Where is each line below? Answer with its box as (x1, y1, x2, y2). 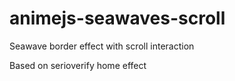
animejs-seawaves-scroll (9, 7, 226, 30)
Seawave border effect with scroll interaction (9, 40, 195, 52)
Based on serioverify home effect (9, 59, 147, 71)
